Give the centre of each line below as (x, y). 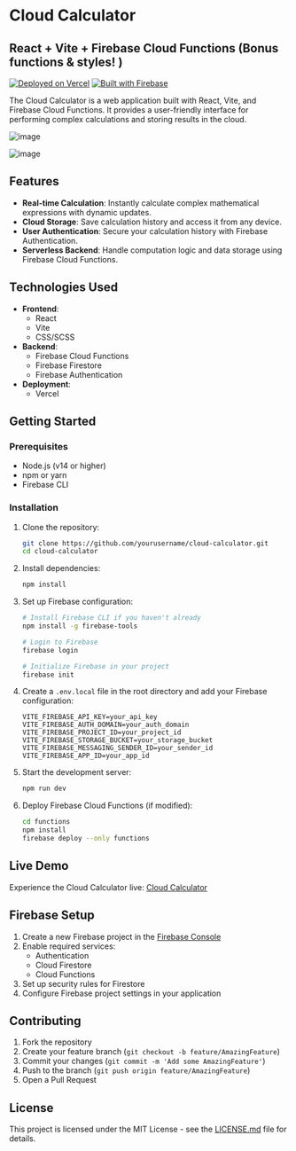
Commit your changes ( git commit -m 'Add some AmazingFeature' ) (144, 1061)
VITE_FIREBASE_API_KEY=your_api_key (90, 717)
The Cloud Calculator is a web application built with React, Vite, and (133, 100)
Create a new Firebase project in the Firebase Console (121, 936)
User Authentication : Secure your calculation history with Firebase (145, 231)
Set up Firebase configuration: (78, 602)
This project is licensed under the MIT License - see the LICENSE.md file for (148, 1129)
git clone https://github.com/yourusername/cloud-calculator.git (145, 543)
